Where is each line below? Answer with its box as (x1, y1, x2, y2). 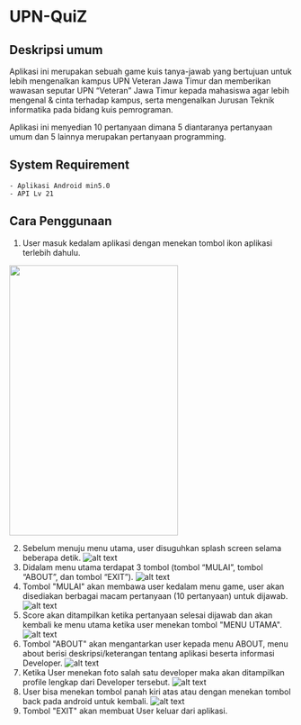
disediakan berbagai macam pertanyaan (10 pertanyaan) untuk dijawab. (22, 590, 288, 601)
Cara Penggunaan (9, 213, 112, 229)
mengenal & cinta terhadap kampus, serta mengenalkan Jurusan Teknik (9, 95, 275, 105)
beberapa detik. (22, 552, 82, 563)
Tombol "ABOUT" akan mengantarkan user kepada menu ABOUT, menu (22, 638, 289, 649)
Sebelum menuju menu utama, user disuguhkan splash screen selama (22, 542, 282, 553)
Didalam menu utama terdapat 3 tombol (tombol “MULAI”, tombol (22, 561, 263, 573)
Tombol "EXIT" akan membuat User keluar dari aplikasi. (22, 705, 228, 716)
